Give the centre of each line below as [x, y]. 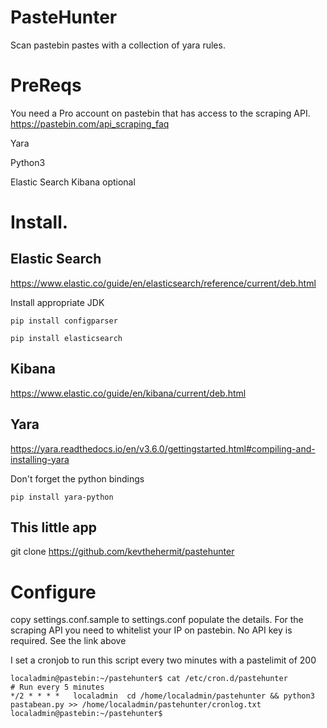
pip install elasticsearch [66, 338]
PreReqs [46, 85]
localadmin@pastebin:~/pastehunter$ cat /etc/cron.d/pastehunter [149, 679]
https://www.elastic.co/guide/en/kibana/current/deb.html [128, 393]
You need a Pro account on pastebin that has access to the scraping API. [160, 113]
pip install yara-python [62, 497]
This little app [53, 527]
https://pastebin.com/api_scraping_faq [90, 123]
